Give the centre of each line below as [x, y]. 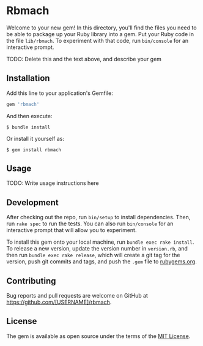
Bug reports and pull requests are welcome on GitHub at [77, 296]
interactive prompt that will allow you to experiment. [72, 230]
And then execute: [29, 116]
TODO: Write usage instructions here [53, 183]
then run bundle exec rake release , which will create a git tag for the [93, 255]
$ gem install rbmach [34, 150]
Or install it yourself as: [35, 138]
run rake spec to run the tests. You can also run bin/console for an [90, 224]
